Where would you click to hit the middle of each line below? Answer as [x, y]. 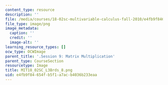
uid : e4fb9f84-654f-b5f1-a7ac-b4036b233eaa [51, 75]
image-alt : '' [24, 42]
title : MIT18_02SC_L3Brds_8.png [39, 70]
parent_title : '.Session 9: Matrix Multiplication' [60, 56]
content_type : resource [30, 10]
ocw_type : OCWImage [25, 51]
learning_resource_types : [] [35, 47]
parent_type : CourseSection [34, 61]
